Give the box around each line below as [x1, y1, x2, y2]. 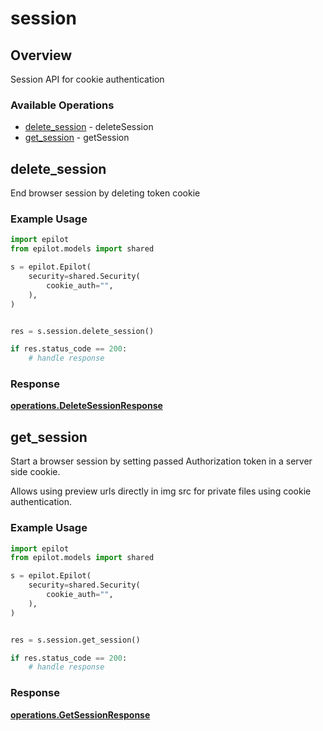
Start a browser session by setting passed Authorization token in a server [10, 455, 313, 467]
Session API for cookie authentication [10, 73, 165, 85]
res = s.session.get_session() [10, 635, 141, 645]
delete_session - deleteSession [24, 121, 154, 133]
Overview [10, 47, 73, 64]
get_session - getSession [24, 132, 130, 144]
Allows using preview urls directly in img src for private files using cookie [10, 485, 312, 497]
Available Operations [10, 98, 115, 112]
